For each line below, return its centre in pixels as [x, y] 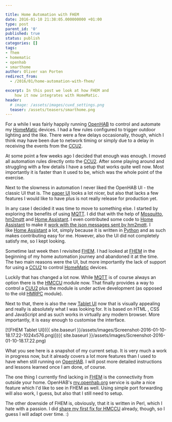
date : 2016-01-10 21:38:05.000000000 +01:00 [54, 19]
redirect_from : [22, 77]
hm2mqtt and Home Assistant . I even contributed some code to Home [79, 219]
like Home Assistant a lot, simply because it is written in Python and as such [85, 230]
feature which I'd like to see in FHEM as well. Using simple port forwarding [84, 388]
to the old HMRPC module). [34, 294]
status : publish [23, 38]
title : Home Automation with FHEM [42, 14]
